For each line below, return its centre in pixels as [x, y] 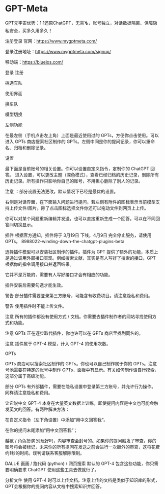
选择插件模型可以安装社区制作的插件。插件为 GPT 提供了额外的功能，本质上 [82, 251]
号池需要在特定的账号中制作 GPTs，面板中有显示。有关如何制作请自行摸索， [82, 370]
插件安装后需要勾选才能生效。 [35, 285]
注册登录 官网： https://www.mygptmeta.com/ [51, 41]
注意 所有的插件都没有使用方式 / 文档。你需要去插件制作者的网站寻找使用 [79, 317]
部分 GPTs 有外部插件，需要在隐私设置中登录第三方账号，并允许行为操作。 [81, 386]
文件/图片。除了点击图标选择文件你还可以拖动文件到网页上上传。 [83, 208]
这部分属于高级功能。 [27, 376]
